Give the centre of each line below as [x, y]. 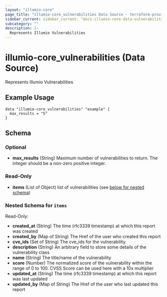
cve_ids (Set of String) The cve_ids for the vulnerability [69, 242]
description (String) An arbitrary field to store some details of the [79, 247]
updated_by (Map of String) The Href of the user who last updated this [85, 284]
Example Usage [30, 98]
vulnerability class [31, 253]
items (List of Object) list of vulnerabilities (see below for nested [78, 187]
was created [25, 231]
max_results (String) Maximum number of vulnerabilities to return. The [85, 158]
